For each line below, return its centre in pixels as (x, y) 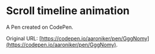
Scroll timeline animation (68, 11)
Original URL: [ (24, 38)
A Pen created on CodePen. (40, 27)
